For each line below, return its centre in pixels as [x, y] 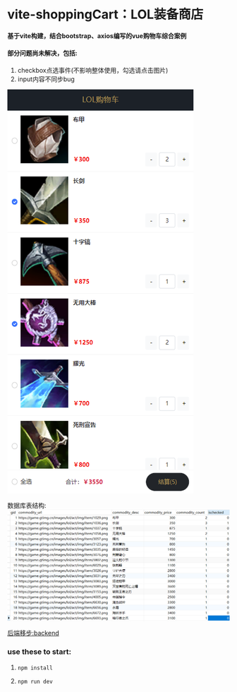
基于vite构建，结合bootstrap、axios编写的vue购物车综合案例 [97, 35]
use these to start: [39, 652]
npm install [35, 668]
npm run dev [35, 681]
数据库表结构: [27, 505]
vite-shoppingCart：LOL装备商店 [105, 14]
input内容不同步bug [46, 79]
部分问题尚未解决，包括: [42, 53]
